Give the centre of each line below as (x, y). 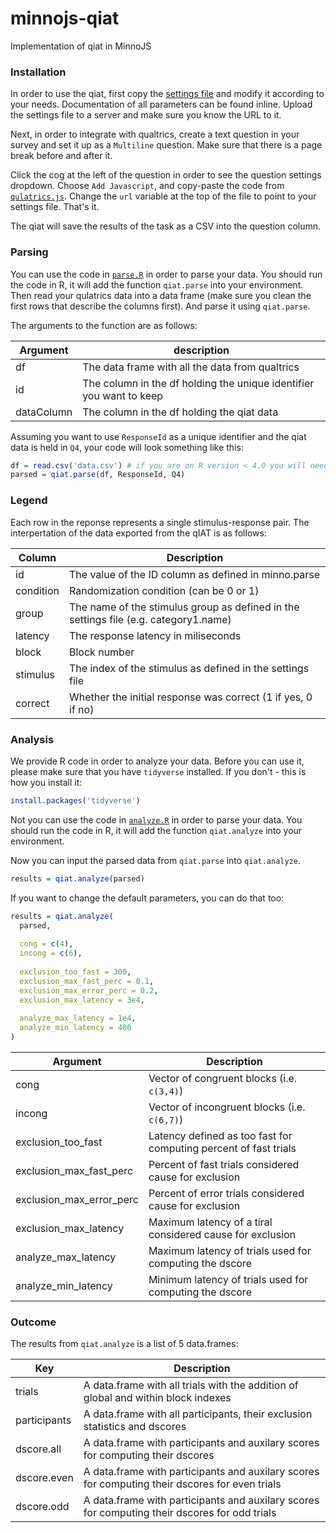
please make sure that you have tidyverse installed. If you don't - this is (158, 771)
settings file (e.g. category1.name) (150, 619)
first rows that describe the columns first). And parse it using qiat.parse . (160, 306)
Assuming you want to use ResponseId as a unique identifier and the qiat (158, 436)
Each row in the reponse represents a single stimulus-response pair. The (160, 522)
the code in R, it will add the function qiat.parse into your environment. (157, 284)
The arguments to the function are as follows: (104, 325)
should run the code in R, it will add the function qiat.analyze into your (156, 830)
